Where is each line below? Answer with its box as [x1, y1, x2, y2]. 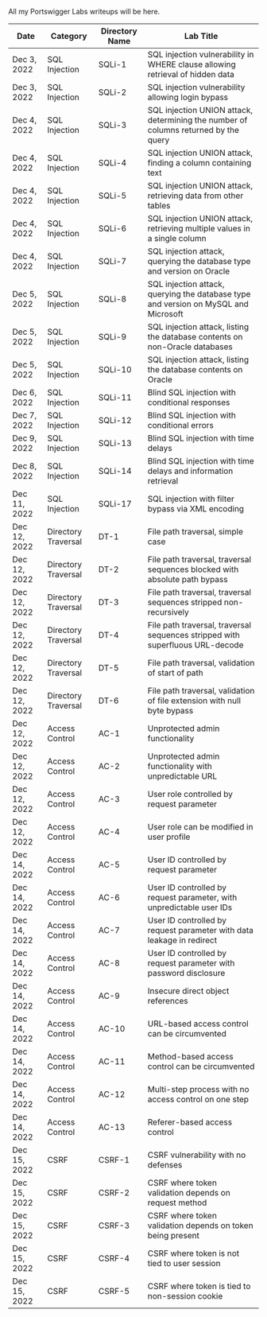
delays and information [147, 465, 234, 476]
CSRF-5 [98, 1286, 130, 1296]
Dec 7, [12, 410, 37, 421]
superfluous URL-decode [147, 639, 244, 651]
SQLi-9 [98, 332, 127, 342]
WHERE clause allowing [147, 59, 236, 70]
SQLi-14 [98, 465, 133, 476]
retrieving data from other [147, 190, 244, 201]
